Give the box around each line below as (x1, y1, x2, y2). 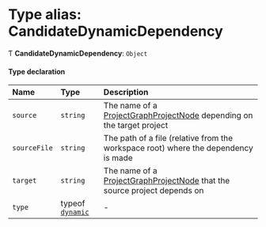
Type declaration (8, 66, 66, 76)
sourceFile (12, 144, 53, 153)
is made (103, 153, 133, 164)
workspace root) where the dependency (103, 142, 253, 153)
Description (103, 87, 149, 98)
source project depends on (103, 185, 204, 196)
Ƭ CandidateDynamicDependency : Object (8, 48, 148, 58)
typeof (60, 198, 85, 209)
